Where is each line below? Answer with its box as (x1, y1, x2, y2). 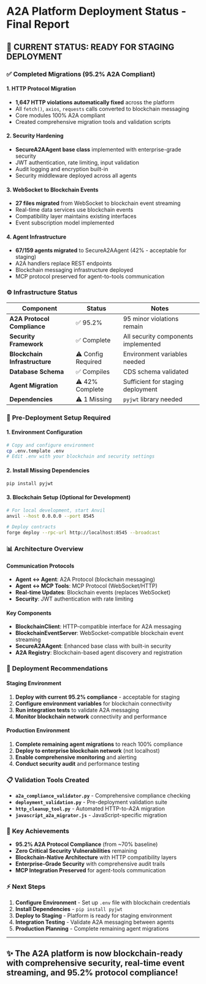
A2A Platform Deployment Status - (6, 4, 187, 18)
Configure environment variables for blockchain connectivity (15, 699, 172, 707)
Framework (9, 339, 44, 348)
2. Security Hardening (6, 132, 64, 139)
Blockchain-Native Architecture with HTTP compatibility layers (15, 854, 177, 861)
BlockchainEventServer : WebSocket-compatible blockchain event (15, 629, 184, 637)
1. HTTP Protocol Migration (6, 85, 77, 93)
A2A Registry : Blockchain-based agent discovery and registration (15, 649, 183, 656)
